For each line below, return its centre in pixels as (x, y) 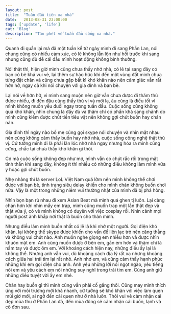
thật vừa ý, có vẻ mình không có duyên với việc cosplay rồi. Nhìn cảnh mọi (83, 211)
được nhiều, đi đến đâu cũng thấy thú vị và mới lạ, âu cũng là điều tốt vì (80, 101)
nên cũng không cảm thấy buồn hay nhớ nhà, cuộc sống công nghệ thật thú (85, 138)
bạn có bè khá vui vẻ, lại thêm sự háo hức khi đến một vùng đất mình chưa (84, 74)
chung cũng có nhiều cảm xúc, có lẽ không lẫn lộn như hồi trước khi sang (82, 54)
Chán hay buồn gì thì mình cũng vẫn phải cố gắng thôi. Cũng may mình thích (86, 285)
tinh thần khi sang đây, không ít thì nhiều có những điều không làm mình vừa (86, 164)
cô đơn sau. (18, 307)
